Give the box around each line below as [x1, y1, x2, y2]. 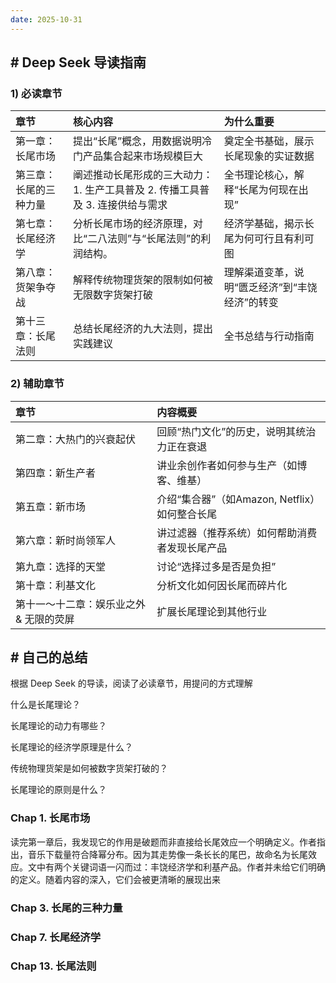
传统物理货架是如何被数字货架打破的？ [10, 762, 168, 775]
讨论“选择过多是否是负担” [156, 559, 277, 573]
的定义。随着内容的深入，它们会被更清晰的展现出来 [10, 873, 221, 885]
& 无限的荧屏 [15, 612, 75, 626]
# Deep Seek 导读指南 [10, 54, 147, 71]
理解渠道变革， [223, 266, 295, 280]
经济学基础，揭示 [223, 217, 305, 231]
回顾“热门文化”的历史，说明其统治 [156, 424, 317, 438]
